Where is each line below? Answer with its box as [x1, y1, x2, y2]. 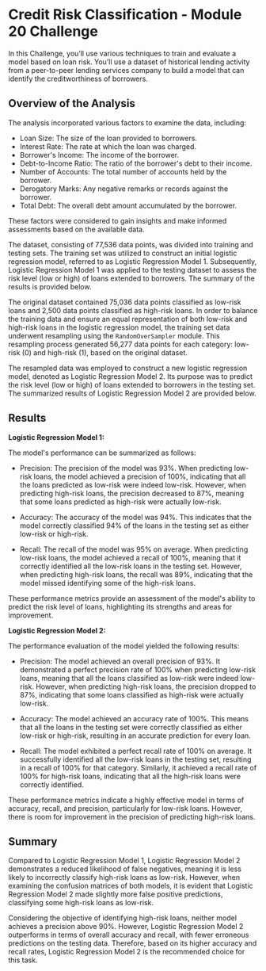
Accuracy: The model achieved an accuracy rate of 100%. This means [19, 713, 249, 723]
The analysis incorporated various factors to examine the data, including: [8, 117, 247, 128]
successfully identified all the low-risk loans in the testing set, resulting [19, 755, 252, 764]
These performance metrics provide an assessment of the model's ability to [8, 593, 256, 603]
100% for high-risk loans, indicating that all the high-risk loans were [19, 771, 241, 781]
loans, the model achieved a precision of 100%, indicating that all [33, 472, 246, 481]
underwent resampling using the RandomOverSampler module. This [8, 331, 220, 340]
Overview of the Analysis [8, 97, 136, 110]
